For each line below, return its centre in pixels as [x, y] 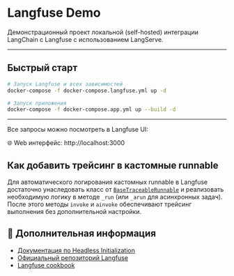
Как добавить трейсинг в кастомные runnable [113, 165]
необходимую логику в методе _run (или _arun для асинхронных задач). [115, 197]
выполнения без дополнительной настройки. [74, 212]
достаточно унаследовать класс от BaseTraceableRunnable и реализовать [116, 190]
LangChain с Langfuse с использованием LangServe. [85, 39]
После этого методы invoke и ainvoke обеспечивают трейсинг [100, 204]
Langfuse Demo [54, 13]
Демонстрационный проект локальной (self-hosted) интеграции [103, 32]
